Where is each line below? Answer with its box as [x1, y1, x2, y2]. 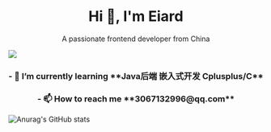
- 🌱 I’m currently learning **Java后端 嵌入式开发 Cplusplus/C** [8, 70, 264, 81]
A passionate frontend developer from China [61, 34, 210, 43]
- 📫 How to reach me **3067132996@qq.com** [37, 93, 235, 104]
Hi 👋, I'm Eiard [88, 7, 184, 26]
